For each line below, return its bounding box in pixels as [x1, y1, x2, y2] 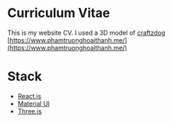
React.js [17, 91, 42, 100]
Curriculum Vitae [7, 5, 110, 21]
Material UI [17, 99, 50, 108]
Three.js [17, 106, 42, 115]
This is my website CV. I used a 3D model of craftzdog [7, 28, 166, 37]
